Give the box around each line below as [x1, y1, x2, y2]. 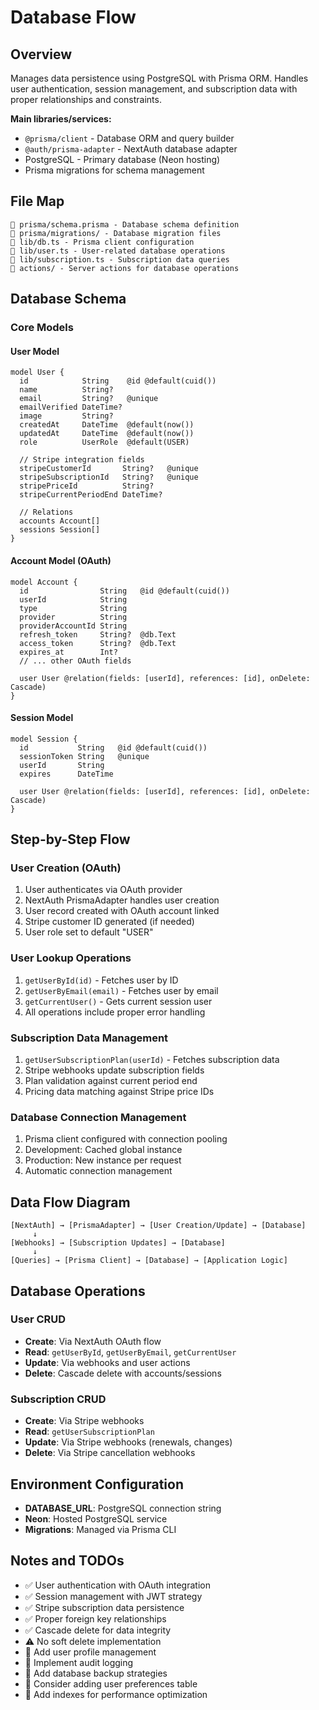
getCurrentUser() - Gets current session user [24, 995, 213, 1007]
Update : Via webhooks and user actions [24, 1356, 191, 1368]
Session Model [10, 712, 74, 724]
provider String [19, 612, 128, 622]
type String [19, 603, 128, 613]
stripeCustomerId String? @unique [19, 464, 199, 474]
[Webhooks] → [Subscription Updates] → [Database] [10, 1238, 226, 1248]
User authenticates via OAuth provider [24, 884, 183, 896]
